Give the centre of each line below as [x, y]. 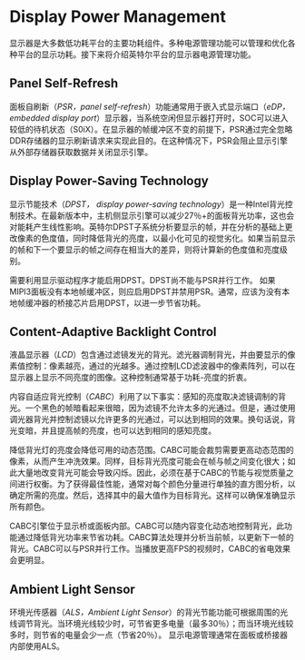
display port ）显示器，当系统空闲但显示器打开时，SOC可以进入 [170, 118]
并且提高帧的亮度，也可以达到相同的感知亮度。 [128, 431]
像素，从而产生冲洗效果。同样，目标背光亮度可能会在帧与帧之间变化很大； [148, 461]
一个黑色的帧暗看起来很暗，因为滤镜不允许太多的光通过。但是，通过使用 [160, 408]
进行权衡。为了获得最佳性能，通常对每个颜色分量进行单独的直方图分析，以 [156, 484]
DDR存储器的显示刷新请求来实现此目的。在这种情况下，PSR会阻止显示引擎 [149, 140]
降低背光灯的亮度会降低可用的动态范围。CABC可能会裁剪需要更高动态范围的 [152, 450]
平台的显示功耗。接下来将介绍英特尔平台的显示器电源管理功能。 [136, 54]
